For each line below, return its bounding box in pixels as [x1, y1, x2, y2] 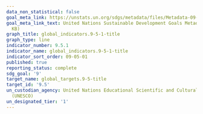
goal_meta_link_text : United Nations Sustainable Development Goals [6, 20, 182, 26]
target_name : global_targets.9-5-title [6, 76, 107, 82]
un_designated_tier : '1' [6, 98, 69, 104]
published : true [6, 59, 47, 65]
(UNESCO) [11, 93, 34, 99]
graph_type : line [6, 37, 50, 43]
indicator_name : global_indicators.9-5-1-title [6, 48, 129, 54]
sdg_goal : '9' [6, 71, 42, 77]
